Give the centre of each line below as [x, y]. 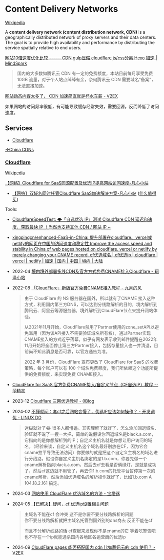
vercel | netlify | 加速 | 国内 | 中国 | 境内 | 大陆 [58, 261]
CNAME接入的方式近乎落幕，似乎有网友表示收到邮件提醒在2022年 [91, 339]
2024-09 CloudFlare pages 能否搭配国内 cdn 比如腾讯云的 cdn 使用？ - [84, 547]
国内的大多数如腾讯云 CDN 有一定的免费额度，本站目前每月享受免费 [85, 73]
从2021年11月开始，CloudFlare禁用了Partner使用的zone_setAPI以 [89, 327]
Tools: [11, 210]
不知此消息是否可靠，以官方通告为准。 [72, 351]
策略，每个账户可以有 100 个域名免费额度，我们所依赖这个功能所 [89, 368]
